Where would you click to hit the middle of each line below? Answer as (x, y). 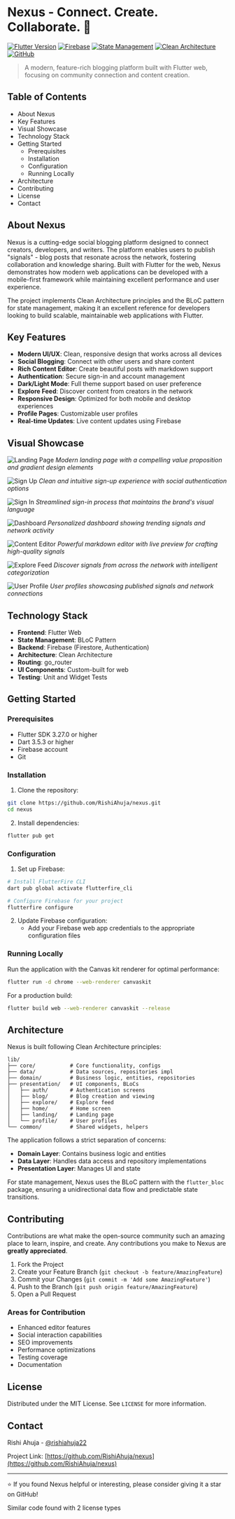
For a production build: (40, 995)
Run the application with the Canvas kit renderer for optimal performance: (113, 969)
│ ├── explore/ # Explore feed (60, 1103)
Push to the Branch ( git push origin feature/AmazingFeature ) (107, 1287)
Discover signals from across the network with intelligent (136, 565)
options (18, 488)
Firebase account (43, 749)
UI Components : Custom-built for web (73, 669)
